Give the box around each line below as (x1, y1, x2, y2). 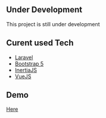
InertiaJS (14, 66, 38, 73)
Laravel (14, 54, 33, 61)
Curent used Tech (6, 38, 74, 48)
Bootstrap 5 (14, 60, 44, 67)
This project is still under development (6, 20, 100, 27)
